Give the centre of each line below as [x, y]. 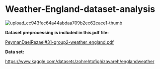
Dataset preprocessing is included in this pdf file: [57, 32]
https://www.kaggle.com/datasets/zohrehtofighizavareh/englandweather [80, 61]
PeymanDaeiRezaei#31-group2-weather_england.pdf [60, 42]
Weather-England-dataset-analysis [80, 9]
